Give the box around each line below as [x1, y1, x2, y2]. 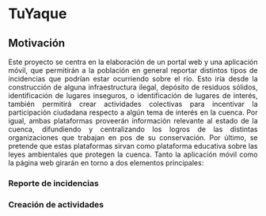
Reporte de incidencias [8, 177, 99, 188]
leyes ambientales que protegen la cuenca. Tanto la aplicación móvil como [8, 150, 258, 159]
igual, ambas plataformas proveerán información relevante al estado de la [8, 116, 258, 125]
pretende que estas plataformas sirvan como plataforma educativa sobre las [8, 142, 258, 150]
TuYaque [8, 5, 67, 23]
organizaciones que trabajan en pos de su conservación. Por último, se [8, 133, 258, 142]
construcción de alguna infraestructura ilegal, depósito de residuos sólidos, [8, 82, 258, 92]
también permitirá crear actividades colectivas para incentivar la [8, 100, 258, 108]
